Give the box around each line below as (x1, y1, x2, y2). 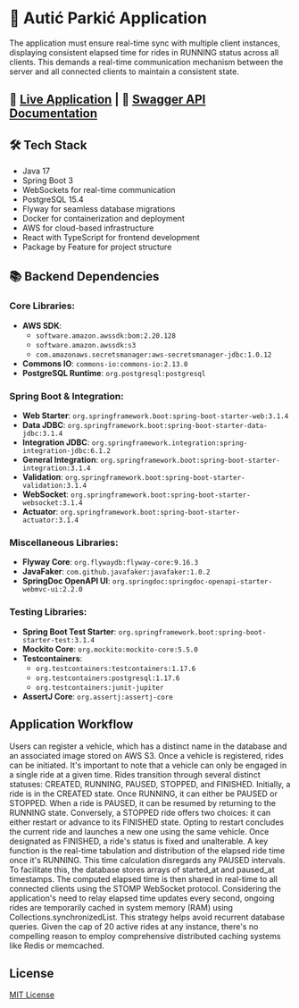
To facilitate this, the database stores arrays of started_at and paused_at (9, 864, 275, 875)
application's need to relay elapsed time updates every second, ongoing (9, 893, 275, 903)
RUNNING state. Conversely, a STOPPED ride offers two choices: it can (9, 807, 271, 818)
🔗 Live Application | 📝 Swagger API (9, 92, 206, 107)
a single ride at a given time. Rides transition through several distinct (9, 769, 261, 780)
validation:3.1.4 (21, 482, 87, 491)
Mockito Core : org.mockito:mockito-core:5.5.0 (21, 643, 198, 654)
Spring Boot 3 (21, 175, 74, 186)
